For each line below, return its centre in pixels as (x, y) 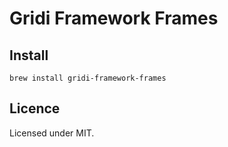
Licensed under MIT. (52, 133)
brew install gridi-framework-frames (88, 78)
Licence (35, 108)
